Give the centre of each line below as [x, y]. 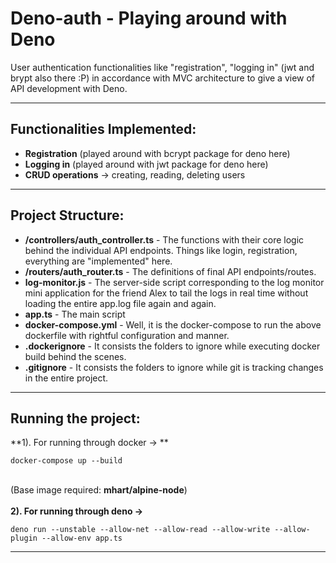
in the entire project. [66, 378]
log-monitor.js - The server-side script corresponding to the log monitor [174, 282]
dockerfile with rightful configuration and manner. [127, 335]
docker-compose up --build [66, 461]
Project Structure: [67, 215]
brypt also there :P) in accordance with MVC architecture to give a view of [163, 78]
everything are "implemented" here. [98, 261]
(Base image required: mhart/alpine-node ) [99, 490]
